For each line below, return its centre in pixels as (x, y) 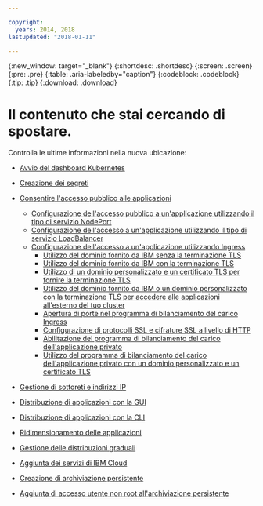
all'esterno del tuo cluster (84, 305)
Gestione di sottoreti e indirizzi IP (73, 387)
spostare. (40, 131)
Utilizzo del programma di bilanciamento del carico (125, 355)
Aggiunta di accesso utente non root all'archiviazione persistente (124, 493)
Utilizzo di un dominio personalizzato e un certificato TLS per (141, 272)
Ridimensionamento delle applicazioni (81, 433)
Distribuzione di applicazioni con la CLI (82, 417)
